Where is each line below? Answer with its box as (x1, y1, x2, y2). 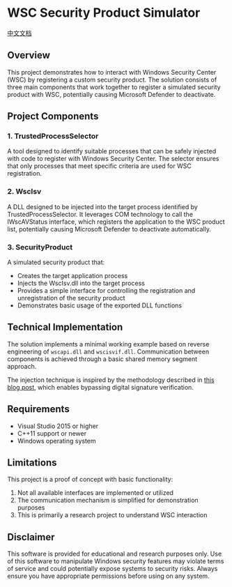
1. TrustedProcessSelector (7, 131, 99, 141)
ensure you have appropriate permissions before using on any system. (7, 572, 210, 580)
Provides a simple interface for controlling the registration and (17, 287, 196, 295)
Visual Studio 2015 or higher (17, 422, 99, 430)
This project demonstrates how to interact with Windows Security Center (7, 68, 217, 76)
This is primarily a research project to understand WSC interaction (17, 511, 208, 519)
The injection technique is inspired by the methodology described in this (7, 375, 215, 384)
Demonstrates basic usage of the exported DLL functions (17, 301, 183, 310)
